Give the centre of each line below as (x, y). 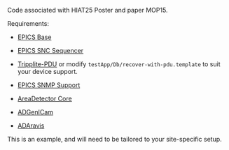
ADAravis (31, 126)
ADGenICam (35, 112)
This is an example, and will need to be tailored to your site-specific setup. (114, 139)
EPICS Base (34, 37)
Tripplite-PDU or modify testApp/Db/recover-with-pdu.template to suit (119, 64)
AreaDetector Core (44, 98)
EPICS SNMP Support (49, 85)
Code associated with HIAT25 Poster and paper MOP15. (88, 10)
